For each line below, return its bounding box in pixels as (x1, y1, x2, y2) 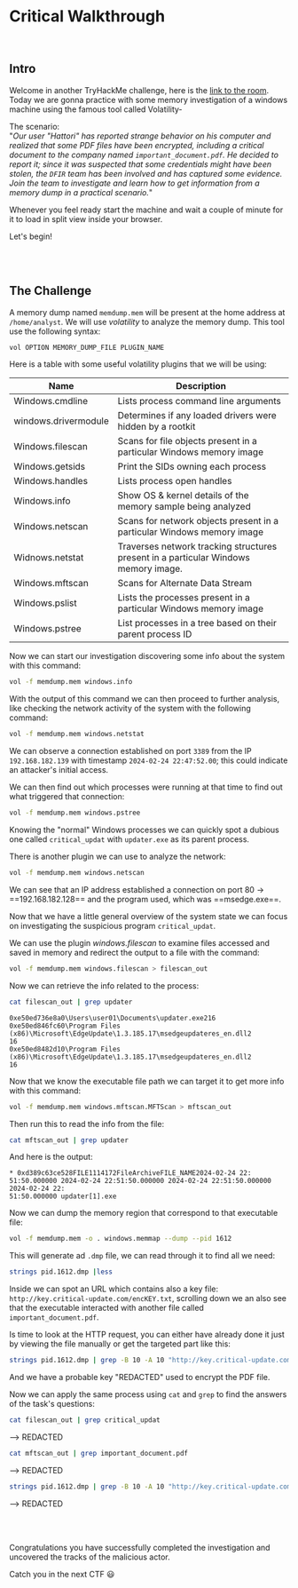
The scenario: (9, 121, 60, 131)
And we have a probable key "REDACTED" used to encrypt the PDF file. (9, 1372, 271, 1383)
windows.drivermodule (13, 415, 109, 427)
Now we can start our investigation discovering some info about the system (9, 651, 286, 662)
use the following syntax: (9, 326, 101, 337)
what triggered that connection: (9, 791, 125, 802)
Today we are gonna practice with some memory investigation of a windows (9, 94, 288, 105)
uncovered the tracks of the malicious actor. (9, 1552, 170, 1562)
